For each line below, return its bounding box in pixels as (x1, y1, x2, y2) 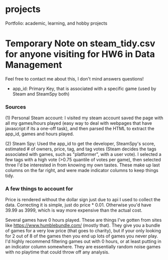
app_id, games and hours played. (5, 131, 74, 137)
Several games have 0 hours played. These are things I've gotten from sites (5, 217, 162, 223)
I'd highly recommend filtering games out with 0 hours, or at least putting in (5, 238, 162, 244)
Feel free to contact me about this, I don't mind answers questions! (5, 75, 144, 81)
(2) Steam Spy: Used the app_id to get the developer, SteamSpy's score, (5, 141, 155, 147)
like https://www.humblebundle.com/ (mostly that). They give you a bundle (5, 222, 160, 228)
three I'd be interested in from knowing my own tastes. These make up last (5, 162, 160, 168)
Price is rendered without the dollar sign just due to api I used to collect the (5, 197, 161, 203)
